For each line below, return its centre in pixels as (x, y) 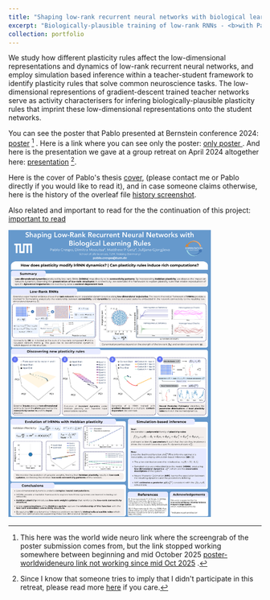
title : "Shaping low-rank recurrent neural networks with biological (127, 17)
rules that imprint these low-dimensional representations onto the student (130, 110)
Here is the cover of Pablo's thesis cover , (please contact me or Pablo (124, 177)
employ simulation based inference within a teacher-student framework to (131, 75)
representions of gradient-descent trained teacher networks (150, 92)
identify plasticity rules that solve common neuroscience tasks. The (120, 84)
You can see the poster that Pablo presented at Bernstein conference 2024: (134, 134)
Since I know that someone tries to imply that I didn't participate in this (137, 578)
